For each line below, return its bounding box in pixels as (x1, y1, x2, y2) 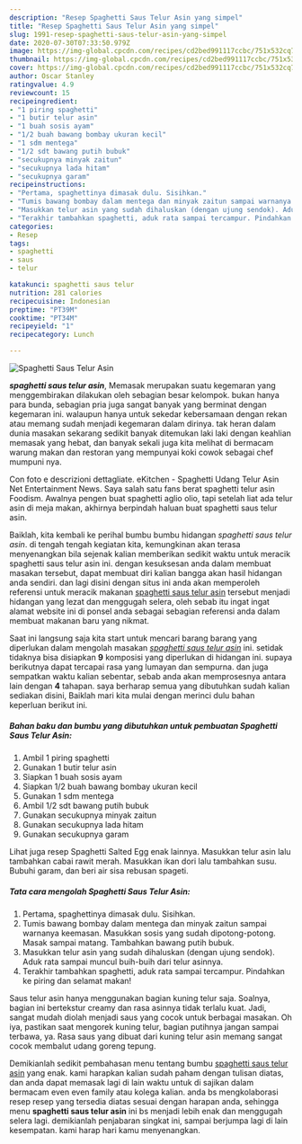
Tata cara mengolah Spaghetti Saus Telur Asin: (9, 886, 191, 897)
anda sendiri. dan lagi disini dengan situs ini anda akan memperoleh (9, 577, 261, 588)
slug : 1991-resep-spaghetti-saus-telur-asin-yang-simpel (9, 30, 227, 39)
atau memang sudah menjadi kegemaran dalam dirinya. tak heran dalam (9, 419, 277, 429)
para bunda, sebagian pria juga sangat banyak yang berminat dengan (9, 399, 267, 410)
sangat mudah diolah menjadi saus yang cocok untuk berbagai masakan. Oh (9, 1012, 292, 1023)
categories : (9, 222, 54, 231)
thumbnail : (9, 55, 50, 64)
